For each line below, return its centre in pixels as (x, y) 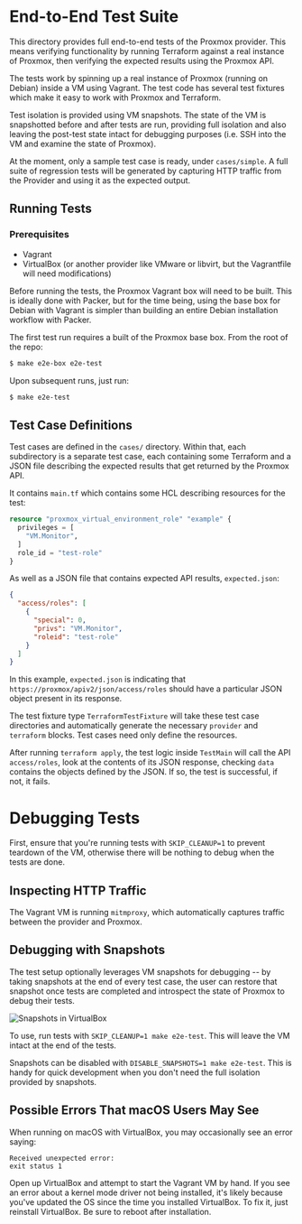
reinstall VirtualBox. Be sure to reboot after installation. (110, 1211)
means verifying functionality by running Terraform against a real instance (147, 51)
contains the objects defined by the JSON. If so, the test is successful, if (143, 772)
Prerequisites (39, 235)
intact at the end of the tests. (63, 1045)
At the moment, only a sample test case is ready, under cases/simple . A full (149, 161)
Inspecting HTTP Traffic (78, 890)
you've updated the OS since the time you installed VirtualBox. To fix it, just (149, 1201)
